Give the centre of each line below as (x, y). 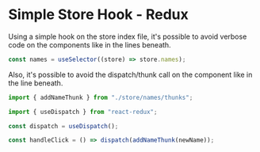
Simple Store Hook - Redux (98, 15)
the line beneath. (36, 83)
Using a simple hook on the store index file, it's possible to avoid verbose (128, 36)
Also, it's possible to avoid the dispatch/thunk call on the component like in (130, 74)
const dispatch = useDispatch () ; (63, 126)
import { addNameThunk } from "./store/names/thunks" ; (101, 97)
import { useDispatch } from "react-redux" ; (83, 112)
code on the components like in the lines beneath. (90, 44)
